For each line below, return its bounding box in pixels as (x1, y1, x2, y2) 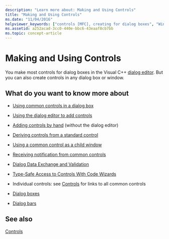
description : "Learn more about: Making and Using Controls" (5, 7, 136, 13)
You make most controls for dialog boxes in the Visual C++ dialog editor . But (5, 69, 163, 75)
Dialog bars (12, 200, 37, 206)
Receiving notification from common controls (12, 151, 106, 157)
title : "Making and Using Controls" (5, 12, 82, 17)
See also (5, 215, 33, 223)
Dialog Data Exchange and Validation (12, 161, 90, 167)
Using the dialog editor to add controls (12, 112, 93, 118)
